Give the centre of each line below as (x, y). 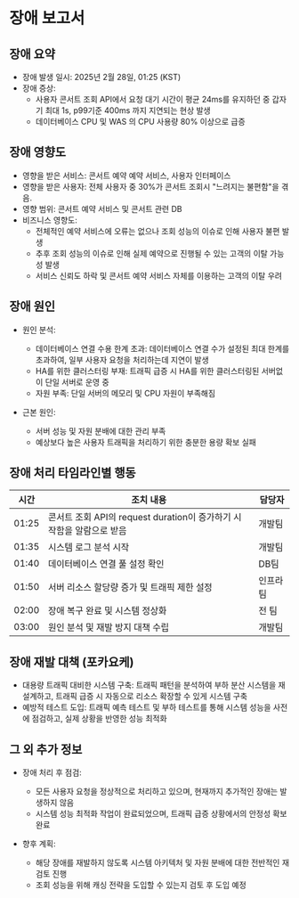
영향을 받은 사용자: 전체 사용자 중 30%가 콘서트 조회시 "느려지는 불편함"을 (150, 186)
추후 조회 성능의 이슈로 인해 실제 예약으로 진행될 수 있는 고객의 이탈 (152, 253)
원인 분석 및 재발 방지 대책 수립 (108, 627)
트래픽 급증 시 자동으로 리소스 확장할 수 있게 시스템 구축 (151, 697)
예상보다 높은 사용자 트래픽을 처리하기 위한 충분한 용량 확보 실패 (145, 442)
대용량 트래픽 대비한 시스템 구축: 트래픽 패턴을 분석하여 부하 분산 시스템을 (149, 685)
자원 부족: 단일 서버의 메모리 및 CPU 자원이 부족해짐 (125, 393)
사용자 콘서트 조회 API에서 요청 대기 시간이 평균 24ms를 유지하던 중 (153, 99)
